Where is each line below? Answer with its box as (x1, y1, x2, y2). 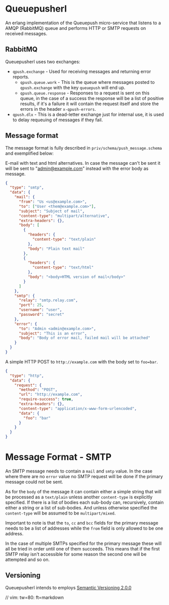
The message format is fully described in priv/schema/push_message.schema (5, 145, 162, 151)
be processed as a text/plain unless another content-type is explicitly (5, 494, 153, 500)
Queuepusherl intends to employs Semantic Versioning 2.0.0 (5, 584, 132, 590)
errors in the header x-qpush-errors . (20, 106, 96, 112)
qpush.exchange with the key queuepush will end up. (20, 84, 125, 90)
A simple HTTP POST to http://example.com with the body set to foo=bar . (5, 358, 158, 364)
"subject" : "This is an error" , (18, 331, 87, 336)
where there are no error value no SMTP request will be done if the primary (5, 474, 163, 479)
